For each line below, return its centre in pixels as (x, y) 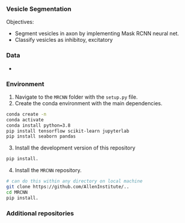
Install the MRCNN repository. (48, 170)
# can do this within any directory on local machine (75, 181)
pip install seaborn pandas (41, 136)
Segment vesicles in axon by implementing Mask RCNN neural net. (97, 33)
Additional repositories (40, 213)
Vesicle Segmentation (39, 9)
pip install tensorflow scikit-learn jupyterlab (68, 131)
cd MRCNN (17, 192)
